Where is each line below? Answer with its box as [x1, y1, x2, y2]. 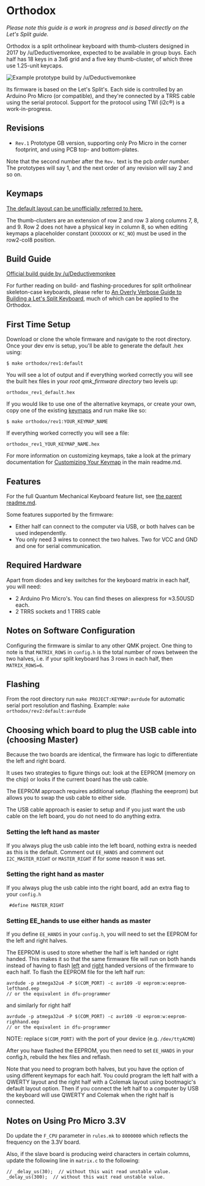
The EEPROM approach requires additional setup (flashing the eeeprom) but [6, 788, 198, 795]
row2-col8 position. [6, 236, 56, 243]
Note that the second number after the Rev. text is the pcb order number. [6, 158, 190, 165]
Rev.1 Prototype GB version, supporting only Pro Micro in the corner [15, 139, 187, 146]
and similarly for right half [6, 1002, 72, 1009]
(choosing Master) [6, 734, 78, 745]
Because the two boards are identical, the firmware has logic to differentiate [6, 751, 198, 758]
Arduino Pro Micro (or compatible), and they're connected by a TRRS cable [6, 92, 195, 99]
